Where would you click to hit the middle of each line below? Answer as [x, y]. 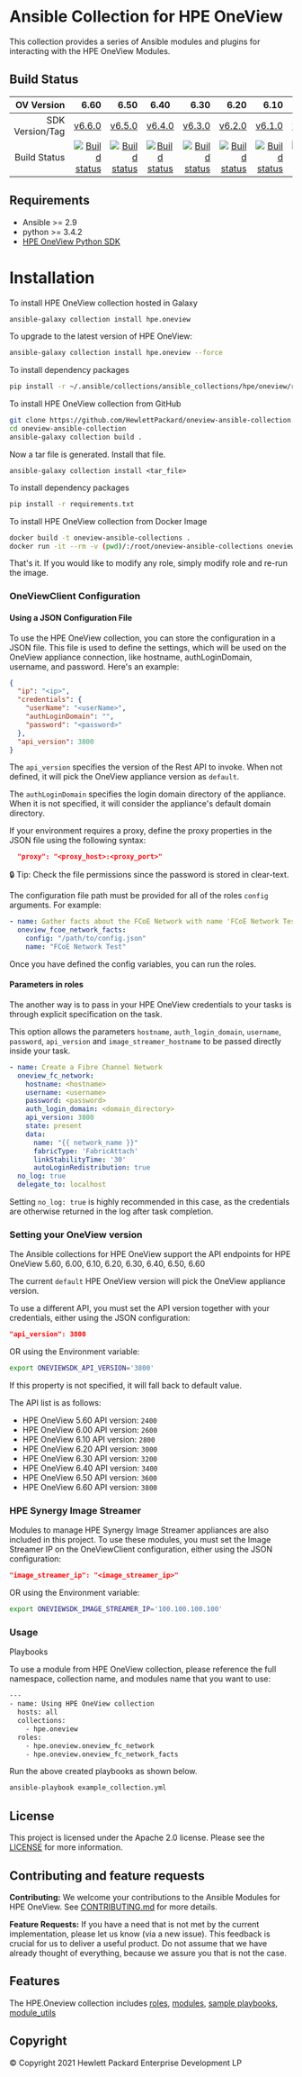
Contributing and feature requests [107, 1876]
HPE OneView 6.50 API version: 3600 [89, 1478]
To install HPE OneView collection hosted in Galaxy [103, 303]
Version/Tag [40, 131]
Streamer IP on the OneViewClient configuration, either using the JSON [141, 1549]
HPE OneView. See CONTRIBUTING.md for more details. [113, 1907]
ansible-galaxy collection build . [76, 437]
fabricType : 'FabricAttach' [86, 1151]
